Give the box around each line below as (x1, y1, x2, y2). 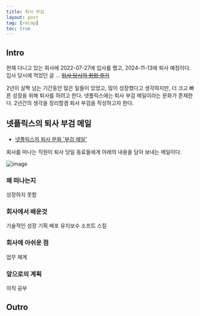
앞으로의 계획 (6, 270, 42, 278)
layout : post (6, 14, 39, 20)
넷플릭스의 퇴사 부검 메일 (6, 118, 92, 129)
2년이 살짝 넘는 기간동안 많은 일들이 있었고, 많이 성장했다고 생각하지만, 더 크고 (6, 84, 188, 92)
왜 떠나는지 (6, 176, 37, 184)
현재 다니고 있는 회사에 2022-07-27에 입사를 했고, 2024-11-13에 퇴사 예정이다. (6, 64, 191, 72)
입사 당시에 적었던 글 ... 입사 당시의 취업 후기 (6, 72, 110, 79)
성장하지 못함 (6, 191, 37, 198)
